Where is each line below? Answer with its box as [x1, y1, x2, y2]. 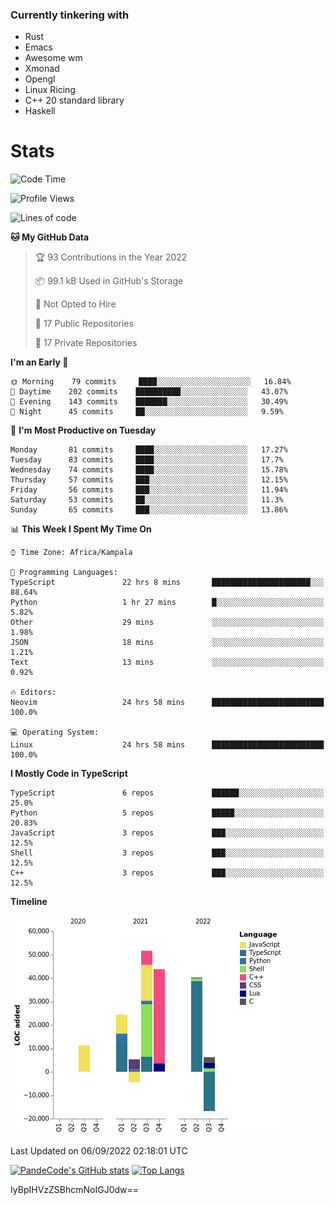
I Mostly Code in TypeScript [10, 768, 128, 780]
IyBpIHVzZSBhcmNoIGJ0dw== [10, 1184, 140, 1196]
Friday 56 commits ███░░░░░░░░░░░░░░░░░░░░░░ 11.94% [10, 485, 288, 495]
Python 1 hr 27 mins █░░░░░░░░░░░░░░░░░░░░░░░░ [10, 598, 325, 608]
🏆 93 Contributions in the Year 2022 [34, 251, 188, 263]
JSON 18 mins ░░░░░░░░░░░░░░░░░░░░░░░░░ [10, 638, 325, 648]
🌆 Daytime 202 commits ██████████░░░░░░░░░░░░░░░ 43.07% [10, 387, 288, 397]
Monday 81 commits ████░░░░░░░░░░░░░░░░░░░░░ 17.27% [10, 445, 288, 455]
